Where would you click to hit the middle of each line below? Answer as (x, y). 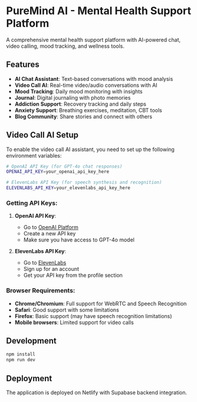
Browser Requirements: (41, 290)
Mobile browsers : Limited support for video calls (74, 322)
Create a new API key (50, 234)
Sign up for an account (51, 269)
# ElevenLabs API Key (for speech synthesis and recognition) (84, 182)
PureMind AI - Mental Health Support (99, 11)
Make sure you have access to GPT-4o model (79, 240)
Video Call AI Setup (42, 135)
